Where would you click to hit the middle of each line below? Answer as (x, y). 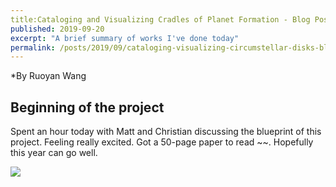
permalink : (33, 47)
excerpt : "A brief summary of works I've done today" (125, 38)
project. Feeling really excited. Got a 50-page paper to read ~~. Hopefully (162, 142)
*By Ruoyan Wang (48, 76)
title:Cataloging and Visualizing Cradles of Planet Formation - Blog (160, 19)
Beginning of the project (87, 107)
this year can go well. (54, 153)
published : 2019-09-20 (57, 29)
